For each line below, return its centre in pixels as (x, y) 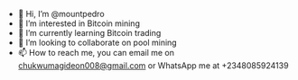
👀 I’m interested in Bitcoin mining (79, 23)
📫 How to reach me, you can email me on (96, 53)
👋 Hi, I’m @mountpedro (61, 14)
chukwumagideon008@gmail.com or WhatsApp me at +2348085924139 (153, 66)
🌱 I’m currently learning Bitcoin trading (89, 33)
